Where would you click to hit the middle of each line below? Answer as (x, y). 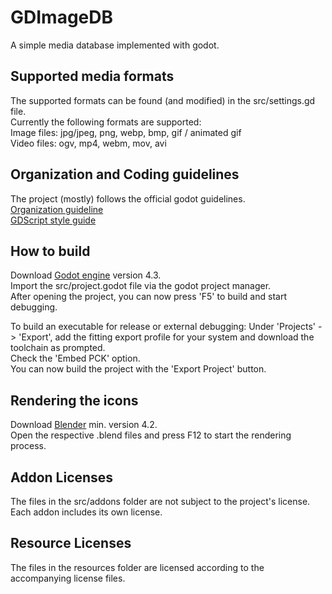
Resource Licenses (71, 543)
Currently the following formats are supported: (106, 122)
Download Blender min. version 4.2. (84, 425)
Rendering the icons (74, 400)
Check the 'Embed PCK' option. (75, 358)
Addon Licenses (62, 477)
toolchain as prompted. (58, 348)
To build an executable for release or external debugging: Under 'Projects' (163, 327)
